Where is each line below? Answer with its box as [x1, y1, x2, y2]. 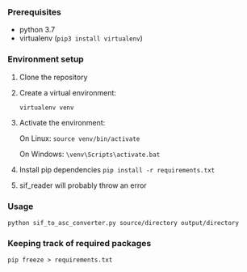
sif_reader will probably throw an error [19, 181, 147, 190]
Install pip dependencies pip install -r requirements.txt [19, 164, 216, 174]
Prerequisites [7, 6, 61, 18]
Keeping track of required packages [7, 237, 152, 249]
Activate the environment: [19, 117, 106, 127]
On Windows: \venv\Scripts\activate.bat [19, 149, 161, 159]
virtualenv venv [19, 104, 74, 112]
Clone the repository [19, 72, 88, 82]
